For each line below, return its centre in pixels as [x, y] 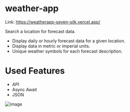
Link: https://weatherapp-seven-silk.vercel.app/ [53, 22]
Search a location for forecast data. [41, 31]
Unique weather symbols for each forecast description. [67, 51]
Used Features [35, 71]
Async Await [24, 89]
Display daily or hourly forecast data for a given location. [69, 41]
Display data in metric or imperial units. [51, 46]
